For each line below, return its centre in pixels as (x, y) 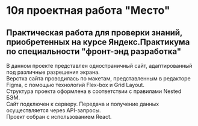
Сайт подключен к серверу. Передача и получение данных (83, 104)
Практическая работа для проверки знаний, (94, 33)
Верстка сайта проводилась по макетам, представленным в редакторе (98, 78)
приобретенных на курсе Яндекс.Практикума (98, 42)
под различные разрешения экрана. (53, 72)
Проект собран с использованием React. (59, 117)
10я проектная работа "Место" (88, 10)
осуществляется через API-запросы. (54, 110)
